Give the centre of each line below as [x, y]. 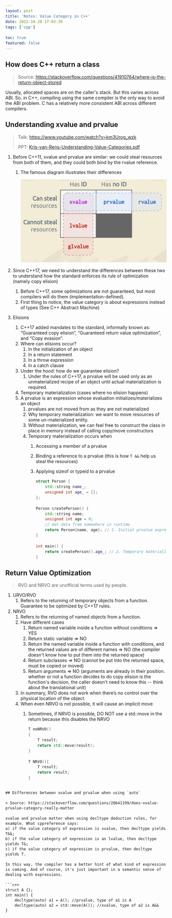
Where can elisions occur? [48, 344]
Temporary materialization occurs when [70, 436]
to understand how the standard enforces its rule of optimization [81, 276]
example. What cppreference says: [42, 824]
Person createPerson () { [62, 508]
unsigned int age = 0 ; [69, 519]
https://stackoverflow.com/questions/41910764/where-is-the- [101, 77]
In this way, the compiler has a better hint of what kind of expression [86, 865]
